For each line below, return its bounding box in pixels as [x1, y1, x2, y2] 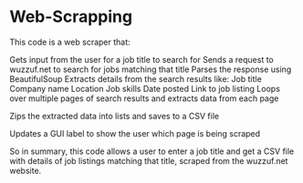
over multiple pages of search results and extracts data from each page [9, 93, 279, 104]
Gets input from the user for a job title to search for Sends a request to [9, 54, 274, 65]
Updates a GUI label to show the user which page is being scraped [9, 127, 261, 138]
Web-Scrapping [9, 6, 133, 27]
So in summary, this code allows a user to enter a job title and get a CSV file [9, 146, 295, 157]
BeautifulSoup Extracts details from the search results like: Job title [9, 73, 262, 84]
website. [9, 165, 42, 176]
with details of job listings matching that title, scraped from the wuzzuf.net [9, 155, 288, 166]
